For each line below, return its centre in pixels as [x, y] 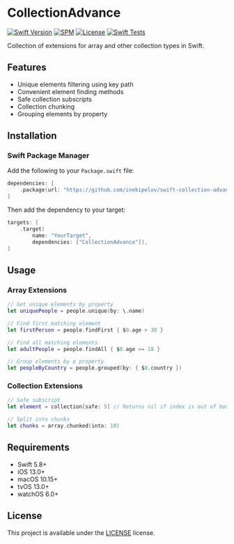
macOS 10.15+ [37, 479]
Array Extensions [37, 290]
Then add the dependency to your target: [67, 210]
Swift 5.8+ [32, 464]
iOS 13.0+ [31, 472]
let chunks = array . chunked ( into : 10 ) [63, 426]
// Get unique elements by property [60, 304]
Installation [32, 136]
